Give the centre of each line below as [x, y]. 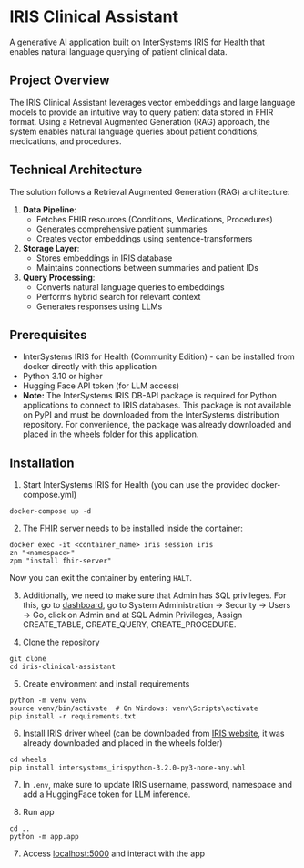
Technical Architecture [76, 170]
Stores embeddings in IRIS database [104, 258]
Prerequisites [48, 335]
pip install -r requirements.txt [73, 717]
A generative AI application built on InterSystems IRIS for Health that [137, 42]
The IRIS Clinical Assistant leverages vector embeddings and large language [152, 102]
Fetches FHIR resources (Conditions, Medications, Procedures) [154, 219]
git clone [28, 659]
